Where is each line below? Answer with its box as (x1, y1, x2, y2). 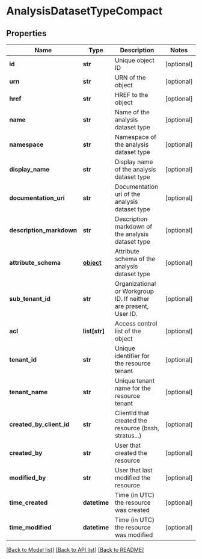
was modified (114, 531, 153, 539)
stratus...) (114, 431, 142, 440)
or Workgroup (114, 287, 155, 295)
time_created (9, 498, 48, 507)
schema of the (114, 255, 156, 263)
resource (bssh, (114, 424, 159, 432)
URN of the (114, 73, 146, 82)
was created (114, 506, 150, 514)
